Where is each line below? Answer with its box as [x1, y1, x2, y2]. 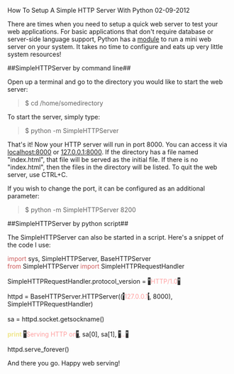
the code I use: [7, 241, 51, 249]
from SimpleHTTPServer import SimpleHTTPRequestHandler [7, 262, 185, 270]
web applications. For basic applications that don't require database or [7, 28, 214, 36]
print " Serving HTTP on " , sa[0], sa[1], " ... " [7, 330, 129, 338]
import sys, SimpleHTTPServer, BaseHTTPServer [7, 255, 151, 262]
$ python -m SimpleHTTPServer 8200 [24, 205, 136, 214]
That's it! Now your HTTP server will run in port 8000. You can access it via [7, 140, 228, 149]
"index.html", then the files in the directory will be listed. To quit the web [7, 163, 218, 171]
